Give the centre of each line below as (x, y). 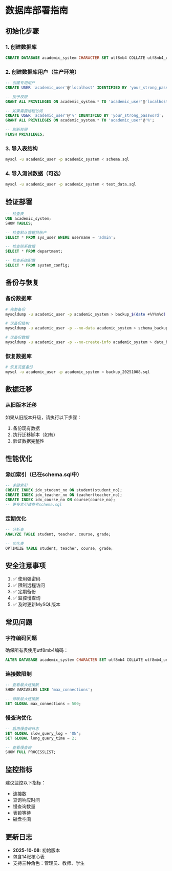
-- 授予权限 (17, 97)
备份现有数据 (26, 428)
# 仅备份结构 (17, 323)
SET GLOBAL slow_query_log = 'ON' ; (43, 733)
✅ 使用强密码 (27, 579)
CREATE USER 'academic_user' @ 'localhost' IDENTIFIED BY (66, 88)
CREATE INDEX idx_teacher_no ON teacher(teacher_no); (64, 495)
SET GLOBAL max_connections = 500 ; (43, 703)
